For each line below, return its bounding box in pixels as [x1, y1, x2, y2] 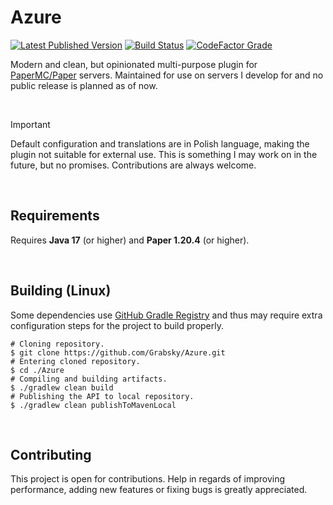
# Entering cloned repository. [10, 356, 141, 366]
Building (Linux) [10, 282, 112, 300]
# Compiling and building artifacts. [10, 374, 168, 384]
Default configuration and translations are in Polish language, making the [10, 137, 310, 150]
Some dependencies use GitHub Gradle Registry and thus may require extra [10, 309, 323, 321]
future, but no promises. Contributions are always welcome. [10, 159, 257, 171]
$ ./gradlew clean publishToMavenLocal [10, 400, 177, 410]
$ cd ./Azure [10, 365, 65, 375]
